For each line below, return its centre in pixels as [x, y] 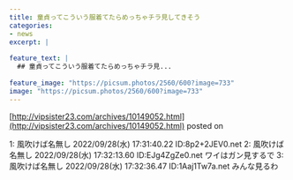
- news [21, 34]
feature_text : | [39, 58]
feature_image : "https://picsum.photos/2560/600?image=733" [122, 83]
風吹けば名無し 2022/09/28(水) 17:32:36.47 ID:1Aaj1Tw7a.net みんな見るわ [144, 166]
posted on [205, 125]
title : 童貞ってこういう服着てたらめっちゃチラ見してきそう [105, 17]
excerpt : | [29, 42]
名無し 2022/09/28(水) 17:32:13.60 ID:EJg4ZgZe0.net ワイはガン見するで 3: [146, 154]
